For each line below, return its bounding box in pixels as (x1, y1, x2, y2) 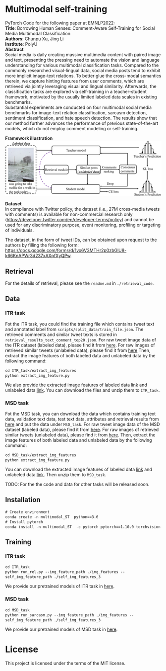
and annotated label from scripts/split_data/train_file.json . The (5, 326, 144, 332)
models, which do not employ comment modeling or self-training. (5, 125, 139, 131)
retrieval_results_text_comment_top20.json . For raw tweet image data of (5, 336, 156, 342)
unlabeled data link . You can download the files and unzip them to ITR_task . (5, 387, 160, 393)
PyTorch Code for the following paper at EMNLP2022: (5, 20, 115, 26)
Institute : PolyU (5, 41, 38, 47)
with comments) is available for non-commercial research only (5, 211, 133, 217)
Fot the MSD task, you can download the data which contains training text (5, 411, 156, 417)
